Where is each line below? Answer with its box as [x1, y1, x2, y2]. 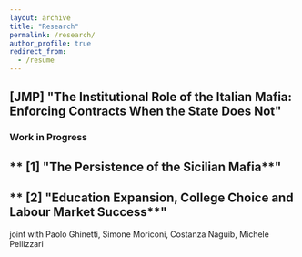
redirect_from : [9, 47, 67, 57]
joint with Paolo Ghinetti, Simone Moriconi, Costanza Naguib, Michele [9, 229, 270, 240]
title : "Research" [9, 22, 79, 31]
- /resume [17, 56, 55, 65]
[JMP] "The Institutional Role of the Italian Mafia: [9, 89, 293, 105]
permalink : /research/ [9, 30, 96, 39]
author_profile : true [9, 38, 92, 48]
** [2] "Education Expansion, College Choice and [9, 190, 294, 206]
